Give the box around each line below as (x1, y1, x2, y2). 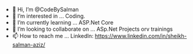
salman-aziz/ (12, 41, 46, 48)
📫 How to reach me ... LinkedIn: (12, 33, 94, 39)
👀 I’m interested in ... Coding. (12, 12, 86, 20)
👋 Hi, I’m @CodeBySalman (12, 6, 79, 13)
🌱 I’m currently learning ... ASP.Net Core (12, 19, 114, 26)
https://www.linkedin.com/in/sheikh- (94, 33, 187, 39)
